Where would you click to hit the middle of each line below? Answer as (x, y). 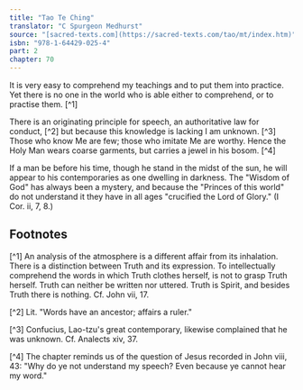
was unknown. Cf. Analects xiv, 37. (73, 339)
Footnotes (38, 235)
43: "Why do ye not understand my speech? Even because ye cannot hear (148, 366)
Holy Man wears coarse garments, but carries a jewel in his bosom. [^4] (143, 150)
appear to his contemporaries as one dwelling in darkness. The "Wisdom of (150, 177)
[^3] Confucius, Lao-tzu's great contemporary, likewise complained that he (149, 329)
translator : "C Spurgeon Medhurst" (76, 26)
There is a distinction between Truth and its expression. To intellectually (142, 266)
